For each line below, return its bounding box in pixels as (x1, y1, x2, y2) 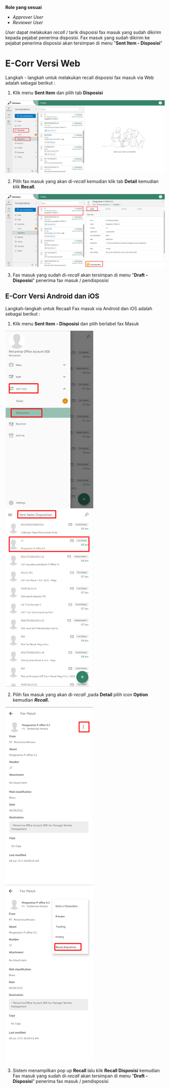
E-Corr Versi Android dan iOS (5, 292, 100, 301)
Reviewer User (12, 20, 44, 25)
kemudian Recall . (12, 697, 50, 703)
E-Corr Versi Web (5, 58, 80, 69)
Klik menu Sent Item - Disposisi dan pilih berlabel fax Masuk (12, 320, 139, 327)
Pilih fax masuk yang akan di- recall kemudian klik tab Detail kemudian (12, 178, 159, 184)
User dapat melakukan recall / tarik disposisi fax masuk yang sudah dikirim (5, 29, 161, 35)
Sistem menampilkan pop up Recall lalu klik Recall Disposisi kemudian (12, 1067, 160, 1073)
